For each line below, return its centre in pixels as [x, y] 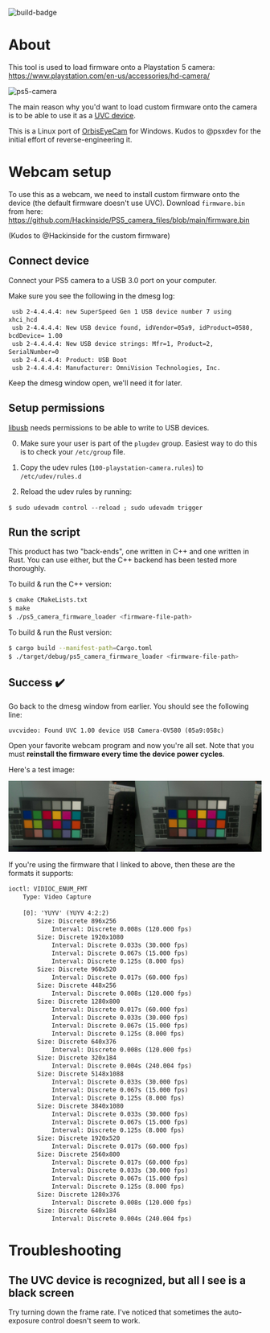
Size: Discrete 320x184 [77, 1058]
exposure [24, 1321]
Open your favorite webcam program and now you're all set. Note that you [131, 745]
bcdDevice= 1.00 [35, 335]
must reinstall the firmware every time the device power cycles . [117, 754]
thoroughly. [27, 569]
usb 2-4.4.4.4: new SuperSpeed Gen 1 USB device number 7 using [121, 311]
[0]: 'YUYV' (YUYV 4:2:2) [66, 913]
